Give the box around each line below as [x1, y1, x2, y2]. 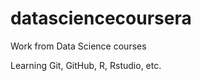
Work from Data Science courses [10, 40, 147, 52]
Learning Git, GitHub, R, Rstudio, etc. [10, 59, 162, 71]
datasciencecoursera [10, 7, 192, 30]
